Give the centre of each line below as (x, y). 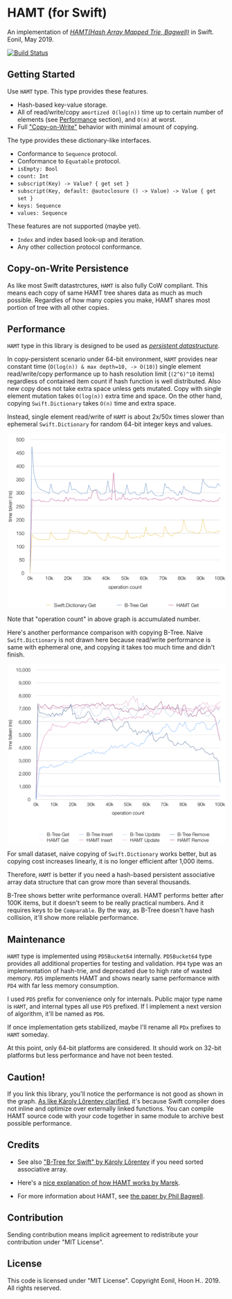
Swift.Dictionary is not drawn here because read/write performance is (109, 640)
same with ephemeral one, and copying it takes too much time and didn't (111, 647)
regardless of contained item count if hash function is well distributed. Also (114, 381)
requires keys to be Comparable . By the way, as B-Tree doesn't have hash (111, 910)
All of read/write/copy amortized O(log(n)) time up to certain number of (120, 112)
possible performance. (39, 1124)
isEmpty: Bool (37, 169)
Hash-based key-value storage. (62, 105)
